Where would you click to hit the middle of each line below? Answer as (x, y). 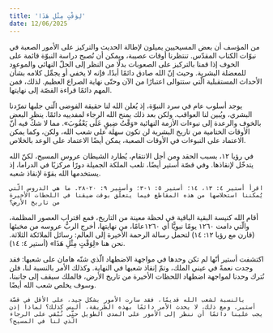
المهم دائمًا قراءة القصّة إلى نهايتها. (61, 89)
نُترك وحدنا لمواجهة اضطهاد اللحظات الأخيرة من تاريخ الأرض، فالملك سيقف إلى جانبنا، (137, 276)
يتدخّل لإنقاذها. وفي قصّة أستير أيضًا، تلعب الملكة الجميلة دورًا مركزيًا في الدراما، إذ (132, 164)
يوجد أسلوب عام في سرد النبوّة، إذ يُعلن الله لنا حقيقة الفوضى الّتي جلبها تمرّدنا (126, 106)
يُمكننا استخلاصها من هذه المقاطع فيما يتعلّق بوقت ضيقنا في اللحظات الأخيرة (136, 195)
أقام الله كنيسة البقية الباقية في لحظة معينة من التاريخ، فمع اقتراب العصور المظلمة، (134, 217)
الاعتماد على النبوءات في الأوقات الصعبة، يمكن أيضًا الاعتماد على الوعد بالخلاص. (128, 140)
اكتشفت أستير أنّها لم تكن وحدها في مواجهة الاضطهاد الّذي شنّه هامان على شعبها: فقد (136, 259)
